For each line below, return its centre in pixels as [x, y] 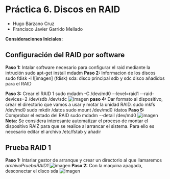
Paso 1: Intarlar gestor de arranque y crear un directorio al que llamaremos [84, 160]
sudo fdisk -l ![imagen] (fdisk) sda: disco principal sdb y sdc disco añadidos [85, 78]
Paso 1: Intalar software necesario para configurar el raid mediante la [78, 67]
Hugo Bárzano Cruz [33, 24]
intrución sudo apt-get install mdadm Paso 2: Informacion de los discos [80, 73]
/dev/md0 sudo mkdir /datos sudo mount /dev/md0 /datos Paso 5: [75, 110]
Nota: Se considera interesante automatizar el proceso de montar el [77, 121]
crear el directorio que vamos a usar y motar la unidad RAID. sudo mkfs [80, 104]
